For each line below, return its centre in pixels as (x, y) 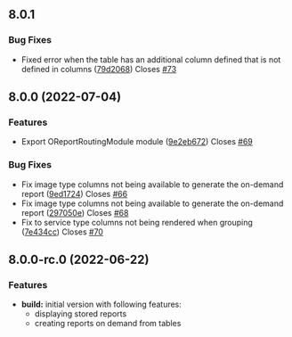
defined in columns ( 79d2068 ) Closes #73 (99, 69)
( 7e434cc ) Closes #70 (62, 232)
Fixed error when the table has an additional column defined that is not (151, 59)
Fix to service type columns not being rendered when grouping (137, 222)
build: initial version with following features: (101, 304)
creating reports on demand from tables (108, 324)
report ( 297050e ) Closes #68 (75, 212)
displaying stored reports (81, 314)
